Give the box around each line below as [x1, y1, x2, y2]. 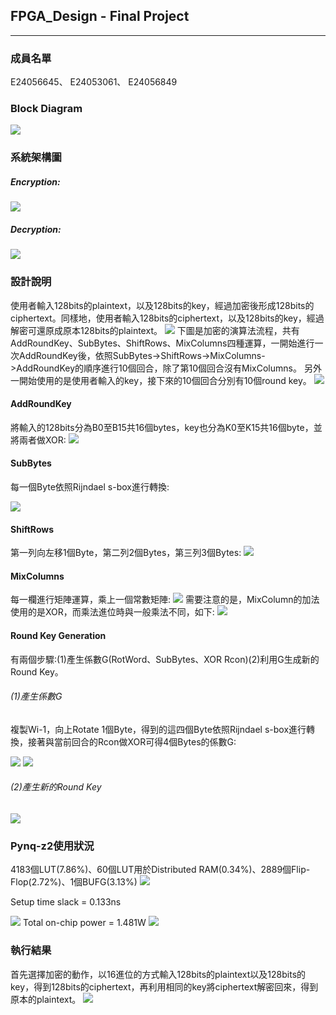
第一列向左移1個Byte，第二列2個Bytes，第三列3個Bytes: [10, 547, 242, 559]
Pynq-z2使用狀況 [10, 839, 95, 853]
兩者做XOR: [18, 434, 67, 446]
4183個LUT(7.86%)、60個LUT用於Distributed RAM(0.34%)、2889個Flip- [10, 864, 311, 876]
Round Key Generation [10, 629, 107, 641]
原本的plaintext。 [10, 993, 82, 1005]
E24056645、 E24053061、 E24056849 [10, 76, 178, 88]
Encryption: [10, 175, 61, 188]
